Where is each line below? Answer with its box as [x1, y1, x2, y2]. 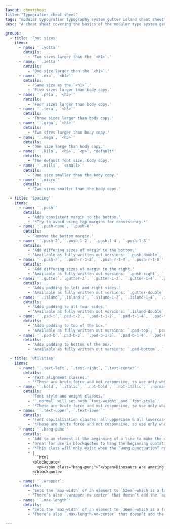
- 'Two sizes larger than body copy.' [27, 130, 110, 135]
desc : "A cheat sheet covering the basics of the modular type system [5, 21, 157, 27]
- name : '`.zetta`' [18, 59, 60, 64]
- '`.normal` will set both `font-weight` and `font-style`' [27, 398, 159, 404]
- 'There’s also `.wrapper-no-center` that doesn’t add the [27, 493, 157, 498]
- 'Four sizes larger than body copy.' [27, 102, 112, 107]
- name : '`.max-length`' [18, 498, 71, 503]
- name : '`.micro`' [18, 177, 60, 182]
